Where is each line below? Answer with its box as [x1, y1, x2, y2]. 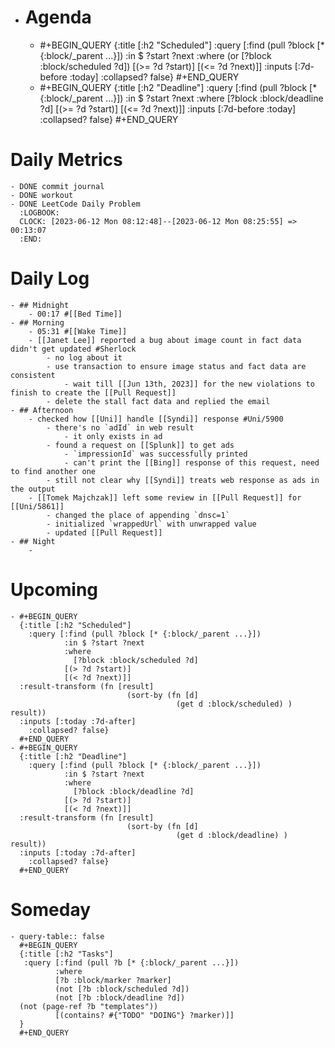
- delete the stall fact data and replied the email [46, 396, 271, 406]
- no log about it [46, 352, 123, 363]
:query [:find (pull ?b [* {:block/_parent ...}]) [23, 957, 240, 968]
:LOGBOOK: [19, 207, 60, 218]
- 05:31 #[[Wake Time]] [28, 326, 128, 336]
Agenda [24, 6, 92, 29]
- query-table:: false [10, 931, 105, 941]
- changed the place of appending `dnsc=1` [46, 510, 230, 520]
